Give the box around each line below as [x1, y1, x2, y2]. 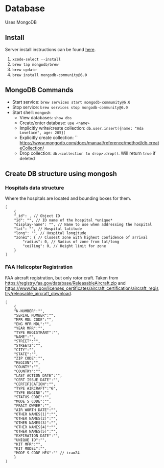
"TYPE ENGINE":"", [14, 390, 51, 395]
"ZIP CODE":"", [14, 356, 45, 361]
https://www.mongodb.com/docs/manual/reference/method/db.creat [19, 139, 159, 145]
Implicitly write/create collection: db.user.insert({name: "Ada [19, 125, 143, 131]
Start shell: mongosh [12, 109, 51, 115]
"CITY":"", [14, 347, 36, 352]
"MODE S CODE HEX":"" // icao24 [14, 450, 80, 455]
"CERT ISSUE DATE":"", [14, 377, 60, 382]
